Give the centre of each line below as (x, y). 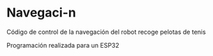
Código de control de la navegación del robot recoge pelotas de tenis (106, 32)
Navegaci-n (41, 13)
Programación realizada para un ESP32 (63, 45)
